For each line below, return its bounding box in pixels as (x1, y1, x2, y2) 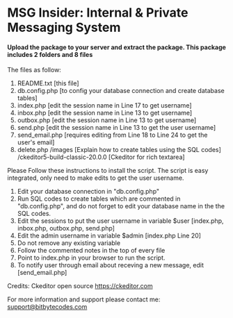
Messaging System (7, 19, 121, 35)
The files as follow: (7, 66, 61, 74)
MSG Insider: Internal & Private (7, 5, 188, 21)
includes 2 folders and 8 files (7, 50, 93, 58)
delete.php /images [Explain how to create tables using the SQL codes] (17, 146, 221, 154)
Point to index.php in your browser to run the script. (17, 253, 166, 262)
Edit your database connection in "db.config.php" (17, 187, 160, 196)
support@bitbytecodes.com (7, 303, 88, 311)
